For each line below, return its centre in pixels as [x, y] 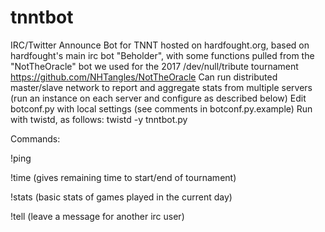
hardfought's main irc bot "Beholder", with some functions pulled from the [162, 55]
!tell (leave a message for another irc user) [97, 216]
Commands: [35, 138]
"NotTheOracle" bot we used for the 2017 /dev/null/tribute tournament [154, 66]
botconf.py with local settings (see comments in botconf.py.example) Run [161, 108]
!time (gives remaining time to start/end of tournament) [123, 177]
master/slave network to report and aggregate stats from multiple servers [161, 87]
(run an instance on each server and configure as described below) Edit [158, 98]
